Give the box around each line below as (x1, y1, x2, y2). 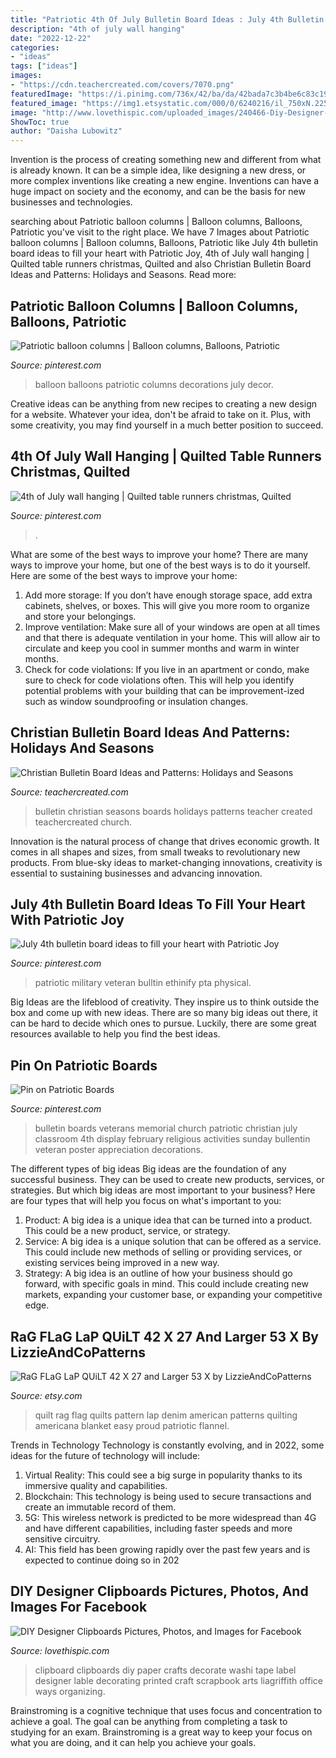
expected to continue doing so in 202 (24, 1554, 180, 1566)
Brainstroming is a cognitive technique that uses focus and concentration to (10, 1704, 323, 1716)
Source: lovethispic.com (10, 1644, 110, 1656)
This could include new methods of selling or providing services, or (24, 1246, 303, 1258)
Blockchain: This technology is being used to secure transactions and (24, 1491, 312, 1502)
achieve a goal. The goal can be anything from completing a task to (10, 1715, 288, 1727)
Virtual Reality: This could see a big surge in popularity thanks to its (24, 1469, 303, 1481)
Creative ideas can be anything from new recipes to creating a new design (10, 397, 317, 410)
